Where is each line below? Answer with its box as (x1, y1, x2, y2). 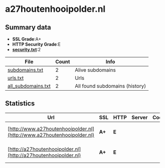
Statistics (5, 100, 35, 108)
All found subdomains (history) (75, 83, 146, 89)
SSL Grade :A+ (12, 36, 42, 42)
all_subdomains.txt (7, 83, 51, 89)
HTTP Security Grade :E (12, 41, 61, 47)
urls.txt (7, 75, 24, 81)
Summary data (5, 23, 52, 32)
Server (132, 114, 148, 121)
